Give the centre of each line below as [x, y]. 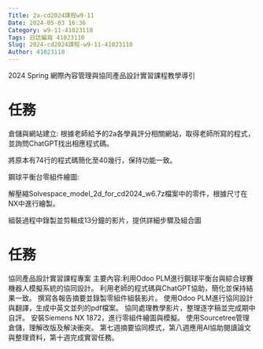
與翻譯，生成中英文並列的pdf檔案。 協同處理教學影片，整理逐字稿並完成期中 [132, 307]
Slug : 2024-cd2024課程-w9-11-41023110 [70, 45]
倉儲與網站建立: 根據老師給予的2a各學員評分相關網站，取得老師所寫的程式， [131, 133]
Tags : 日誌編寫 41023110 [46, 37]
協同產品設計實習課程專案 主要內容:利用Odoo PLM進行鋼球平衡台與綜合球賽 [131, 278]
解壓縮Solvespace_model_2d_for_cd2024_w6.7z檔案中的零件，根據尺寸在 [128, 193]
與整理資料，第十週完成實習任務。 [63, 337]
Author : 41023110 [37, 52]
